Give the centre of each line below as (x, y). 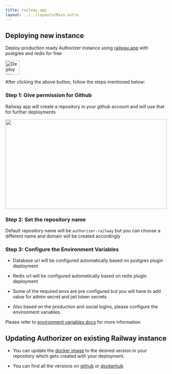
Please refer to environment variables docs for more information (73, 322)
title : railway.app (26, 10)
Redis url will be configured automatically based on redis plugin (80, 276)
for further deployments (30, 112)
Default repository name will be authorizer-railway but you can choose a (83, 230)
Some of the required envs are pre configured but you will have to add (87, 291)
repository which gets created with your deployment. (69, 356)
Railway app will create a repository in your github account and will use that (85, 106)
